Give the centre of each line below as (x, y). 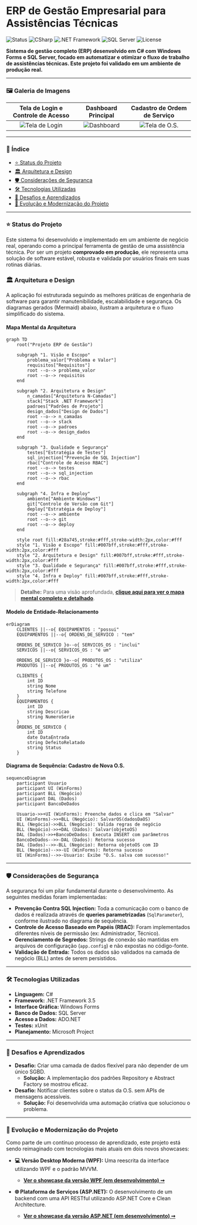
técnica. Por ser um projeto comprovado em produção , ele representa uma (97, 252)
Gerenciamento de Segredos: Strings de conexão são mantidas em (96, 940)
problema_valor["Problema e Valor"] (72, 360)
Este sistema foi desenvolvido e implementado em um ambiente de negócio (97, 240)
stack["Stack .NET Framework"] (65, 401)
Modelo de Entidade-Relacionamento (52, 611)
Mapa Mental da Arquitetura (41, 327)
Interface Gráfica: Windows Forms (57, 1007)
